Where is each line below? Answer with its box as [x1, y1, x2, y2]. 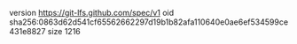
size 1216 [47, 26, 82, 36]
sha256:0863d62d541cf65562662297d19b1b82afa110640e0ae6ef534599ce [9, 17, 289, 27]
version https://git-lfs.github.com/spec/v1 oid [9, 8, 175, 18]
